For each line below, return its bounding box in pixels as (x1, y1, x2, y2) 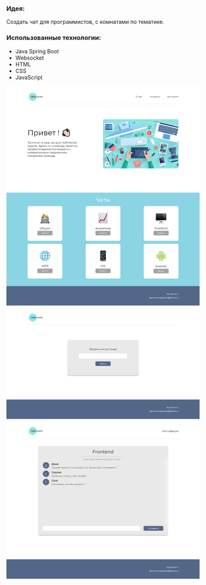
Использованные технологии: (6, 34, 101, 42)
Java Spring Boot (15, 47, 59, 55)
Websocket (15, 54, 44, 61)
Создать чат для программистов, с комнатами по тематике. (6, 18, 164, 26)
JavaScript (15, 74, 43, 81)
